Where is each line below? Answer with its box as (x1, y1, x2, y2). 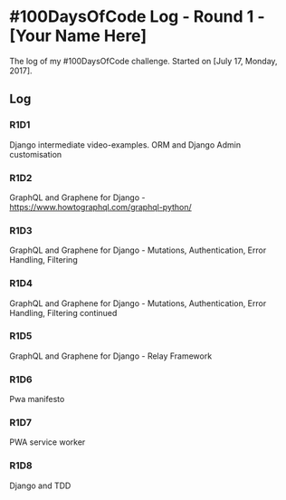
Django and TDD (9, 480, 71, 491)
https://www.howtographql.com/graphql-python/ (9, 201, 192, 212)
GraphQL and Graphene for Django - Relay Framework (9, 351, 213, 361)
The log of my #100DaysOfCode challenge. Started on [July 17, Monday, (9, 55, 278, 66)
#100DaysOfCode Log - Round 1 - (9, 6, 265, 27)
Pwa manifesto (9, 394, 65, 405)
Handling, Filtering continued (9, 307, 118, 318)
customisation (9, 149, 62, 159)
